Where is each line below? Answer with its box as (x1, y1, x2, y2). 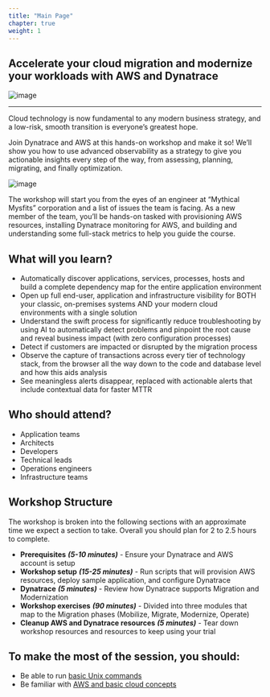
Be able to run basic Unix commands (19, 671, 142, 681)
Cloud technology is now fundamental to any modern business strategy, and (8, 113, 261, 123)
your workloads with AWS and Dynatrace (8, 69, 219, 83)
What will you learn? (8, 252, 112, 266)
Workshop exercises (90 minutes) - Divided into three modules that (19, 600, 247, 610)
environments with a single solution (19, 307, 138, 317)
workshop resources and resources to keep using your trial (19, 626, 216, 636)
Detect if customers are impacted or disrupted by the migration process (19, 342, 258, 351)
